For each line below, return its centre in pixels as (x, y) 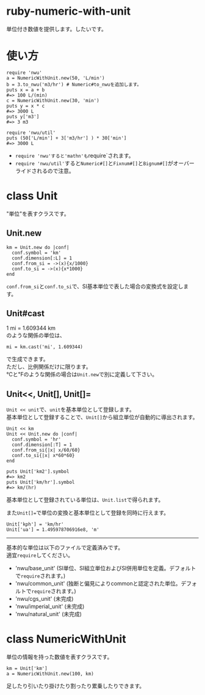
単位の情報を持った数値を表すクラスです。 (59, 657)
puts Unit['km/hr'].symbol (41, 482)
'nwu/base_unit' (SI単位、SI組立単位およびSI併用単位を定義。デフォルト (106, 568)
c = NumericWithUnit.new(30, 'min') (53, 100)
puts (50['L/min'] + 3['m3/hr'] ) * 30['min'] (67, 138)
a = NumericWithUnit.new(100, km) (50, 674)
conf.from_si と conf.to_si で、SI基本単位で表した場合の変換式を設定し (95, 286)
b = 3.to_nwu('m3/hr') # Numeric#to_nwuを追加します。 (74, 84)
